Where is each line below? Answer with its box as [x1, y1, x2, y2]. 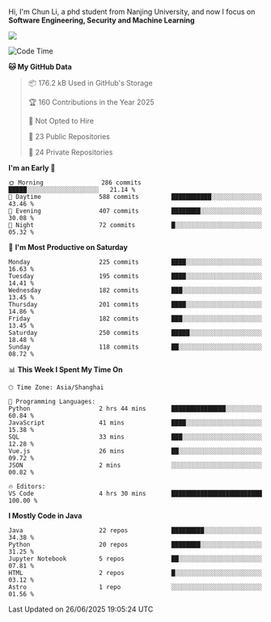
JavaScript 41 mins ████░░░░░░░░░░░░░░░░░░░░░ [8, 419, 263, 427]
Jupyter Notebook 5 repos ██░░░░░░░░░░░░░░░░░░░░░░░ [8, 555, 263, 563]
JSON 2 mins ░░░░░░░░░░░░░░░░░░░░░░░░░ [8, 461, 263, 469]
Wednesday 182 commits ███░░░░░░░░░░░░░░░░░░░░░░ [8, 286, 263, 294]
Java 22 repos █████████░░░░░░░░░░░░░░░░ [8, 527, 263, 535]
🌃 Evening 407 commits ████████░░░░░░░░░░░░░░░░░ [8, 207, 263, 215]
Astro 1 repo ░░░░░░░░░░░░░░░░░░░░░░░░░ [8, 583, 263, 591]
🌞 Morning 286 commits [8, 179, 142, 187]
